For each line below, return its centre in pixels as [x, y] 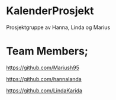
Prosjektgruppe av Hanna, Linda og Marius [58, 27]
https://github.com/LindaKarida [44, 91]
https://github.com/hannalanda [44, 79]
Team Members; [47, 51]
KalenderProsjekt [50, 11]
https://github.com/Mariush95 [43, 67]
